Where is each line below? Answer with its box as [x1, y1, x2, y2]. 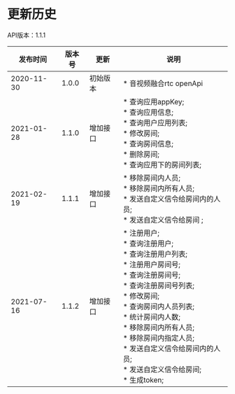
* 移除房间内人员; [122, 173, 180, 183]
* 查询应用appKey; [122, 97, 185, 106]
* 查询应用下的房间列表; [122, 160, 201, 169]
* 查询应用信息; [122, 107, 173, 117]
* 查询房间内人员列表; [122, 302, 194, 311]
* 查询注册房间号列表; [122, 281, 194, 290]
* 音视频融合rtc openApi [122, 78, 204, 88]
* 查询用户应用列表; [122, 118, 187, 127]
